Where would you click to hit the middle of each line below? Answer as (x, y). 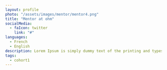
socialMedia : (19, 23)
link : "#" (24, 33)
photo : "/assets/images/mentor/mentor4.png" (52, 14)
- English (20, 46)
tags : (11, 55)
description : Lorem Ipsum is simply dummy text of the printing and (78, 51)
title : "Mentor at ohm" (30, 19)
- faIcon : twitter (29, 28)
